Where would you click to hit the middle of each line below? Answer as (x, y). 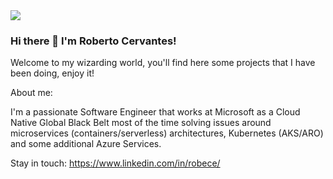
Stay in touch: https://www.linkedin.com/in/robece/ (115, 163)
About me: (31, 93)
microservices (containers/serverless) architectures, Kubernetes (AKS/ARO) (167, 133)
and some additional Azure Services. (86, 144)
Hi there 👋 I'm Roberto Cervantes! (93, 41)
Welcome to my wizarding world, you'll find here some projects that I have (163, 63)
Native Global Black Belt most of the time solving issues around (141, 123)
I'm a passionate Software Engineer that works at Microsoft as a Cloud (155, 112)
